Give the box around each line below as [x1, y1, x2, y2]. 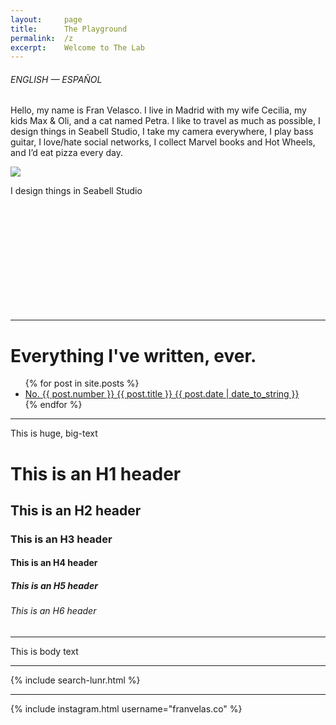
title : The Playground [10, 24, 128, 34]
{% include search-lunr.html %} [10, 674, 141, 686]
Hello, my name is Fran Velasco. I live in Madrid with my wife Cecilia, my [10, 104, 307, 116]
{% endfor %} [24, 399, 83, 411]
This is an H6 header [10, 605, 97, 617]
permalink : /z [10, 33, 74, 43]
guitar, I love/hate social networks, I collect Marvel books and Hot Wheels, [10, 136, 316, 148]
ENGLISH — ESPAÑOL [10, 73, 103, 85]
